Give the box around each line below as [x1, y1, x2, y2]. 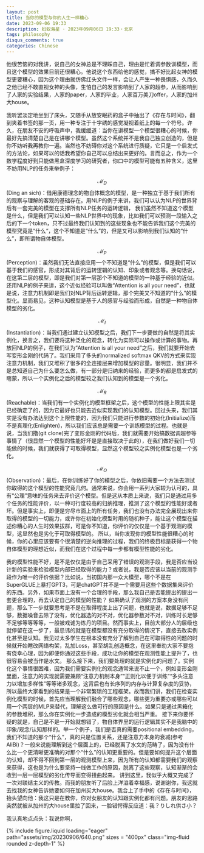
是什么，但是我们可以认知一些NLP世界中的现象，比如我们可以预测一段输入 [6, 211, 192, 219]
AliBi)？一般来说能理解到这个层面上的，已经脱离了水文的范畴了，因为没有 [6, 741, 190, 748]
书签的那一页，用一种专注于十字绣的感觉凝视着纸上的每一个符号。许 [22, 119, 192, 126]
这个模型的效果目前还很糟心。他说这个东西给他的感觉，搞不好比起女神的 [11, 68, 192, 75]
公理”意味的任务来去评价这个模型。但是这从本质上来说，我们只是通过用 [14, 492, 192, 499]
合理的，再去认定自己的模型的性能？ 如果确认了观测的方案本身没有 [16, 596, 183, 603]
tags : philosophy [6, 32, 50, 38]
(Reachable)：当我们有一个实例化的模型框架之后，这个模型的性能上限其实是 [6, 399, 196, 406]
